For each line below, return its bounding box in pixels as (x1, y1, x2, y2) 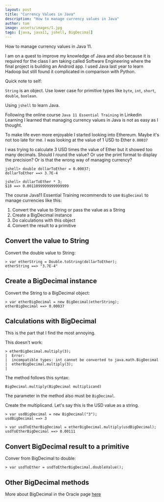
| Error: (5, 353, 25, 358)
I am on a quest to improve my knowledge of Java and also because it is (5, 53, 151, 59)
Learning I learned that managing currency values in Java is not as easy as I (5, 117, 158, 123)
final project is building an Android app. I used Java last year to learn (5, 63, 143, 69)
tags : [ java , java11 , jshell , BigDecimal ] (5, 30, 93, 35)
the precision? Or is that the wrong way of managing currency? (5, 157, 132, 162)
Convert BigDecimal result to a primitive (5, 442, 130, 450)
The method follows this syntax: (5, 375, 70, 381)
